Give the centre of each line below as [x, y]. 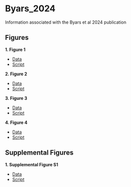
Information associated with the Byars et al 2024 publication [66, 22]
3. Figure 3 [16, 98]
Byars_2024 [30, 9]
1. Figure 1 [15, 49]
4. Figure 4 [16, 122]
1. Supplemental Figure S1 [32, 164]
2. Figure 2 [16, 74]
